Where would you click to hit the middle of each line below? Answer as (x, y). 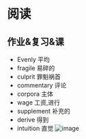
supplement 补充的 (43, 111)
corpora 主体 (35, 94)
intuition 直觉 (35, 128)
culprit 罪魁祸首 (39, 77)
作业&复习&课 (36, 42)
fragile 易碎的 (36, 68)
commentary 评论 (42, 85)
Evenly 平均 (33, 60)
